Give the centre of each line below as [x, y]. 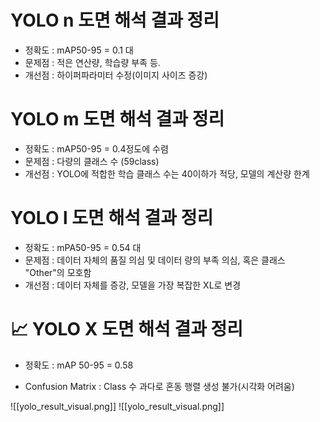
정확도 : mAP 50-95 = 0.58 [79, 365]
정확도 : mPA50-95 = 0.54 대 [83, 247]
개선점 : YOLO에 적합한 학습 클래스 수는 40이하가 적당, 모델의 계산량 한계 [167, 173]
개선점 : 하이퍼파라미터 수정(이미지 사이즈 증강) [116, 75]
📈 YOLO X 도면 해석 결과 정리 [127, 329]
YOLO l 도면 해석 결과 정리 [112, 218]
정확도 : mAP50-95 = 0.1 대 [79, 50]
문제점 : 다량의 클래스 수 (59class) [92, 161]
